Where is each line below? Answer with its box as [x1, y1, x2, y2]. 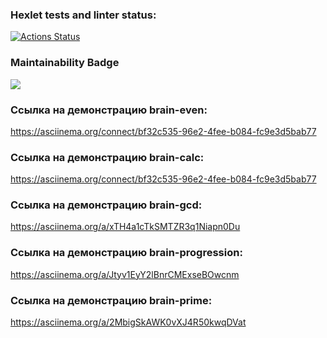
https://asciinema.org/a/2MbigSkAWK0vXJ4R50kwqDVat [10, 316, 247, 328]
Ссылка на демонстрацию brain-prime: [10, 293, 213, 307]
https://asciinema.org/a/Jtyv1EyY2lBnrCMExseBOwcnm [10, 268, 240, 280]
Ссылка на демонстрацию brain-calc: [10, 150, 205, 164]
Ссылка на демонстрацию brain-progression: [10, 246, 243, 260]
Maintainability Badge [10, 56, 120, 70]
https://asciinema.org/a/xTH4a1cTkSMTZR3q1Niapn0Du [10, 221, 241, 233]
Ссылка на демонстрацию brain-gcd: [10, 198, 203, 212]
